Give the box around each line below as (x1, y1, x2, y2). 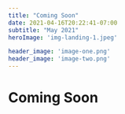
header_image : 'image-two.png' (8, 55, 111, 63)
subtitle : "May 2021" (8, 26, 79, 34)
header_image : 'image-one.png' (8, 48, 111, 56)
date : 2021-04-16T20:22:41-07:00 (8, 19, 118, 27)
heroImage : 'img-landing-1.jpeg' (8, 33, 118, 42)
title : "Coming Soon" (8, 11, 79, 20)
